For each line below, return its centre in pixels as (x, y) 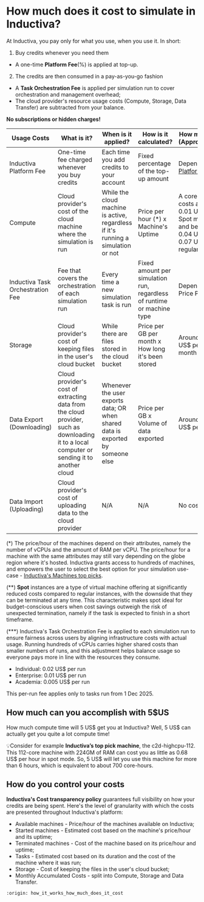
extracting (72, 396)
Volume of (153, 423)
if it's (109, 230)
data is (111, 431)
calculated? (155, 142)
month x (150, 341)
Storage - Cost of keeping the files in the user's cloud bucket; (92, 869)
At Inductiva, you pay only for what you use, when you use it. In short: (93, 41)
